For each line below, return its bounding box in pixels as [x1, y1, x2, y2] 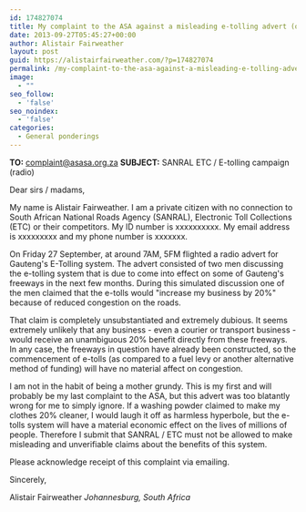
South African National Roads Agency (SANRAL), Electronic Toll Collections [9, 211, 293, 222]
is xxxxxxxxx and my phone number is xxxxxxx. [9, 230, 189, 241]
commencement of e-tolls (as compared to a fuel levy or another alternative [9, 353, 294, 364]
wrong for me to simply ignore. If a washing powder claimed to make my [9, 400, 280, 411]
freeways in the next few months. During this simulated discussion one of [9, 277, 285, 288]
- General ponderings [17, 132, 100, 141]
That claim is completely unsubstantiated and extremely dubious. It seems [9, 314, 289, 325]
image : [9, 73, 35, 82]
